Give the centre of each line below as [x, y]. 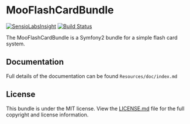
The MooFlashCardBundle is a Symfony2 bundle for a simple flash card [92, 37]
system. [15, 44]
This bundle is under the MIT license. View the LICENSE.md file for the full [95, 108]
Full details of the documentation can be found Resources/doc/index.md [92, 76]
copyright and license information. [47, 115]
